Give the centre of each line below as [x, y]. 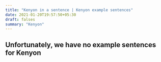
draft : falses [20, 19]
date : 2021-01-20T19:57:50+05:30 [41, 15]
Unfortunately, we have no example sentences [81, 44]
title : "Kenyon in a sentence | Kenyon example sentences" [69, 10]
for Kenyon [23, 53]
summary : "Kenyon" [25, 24]
